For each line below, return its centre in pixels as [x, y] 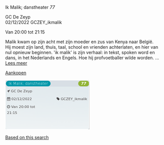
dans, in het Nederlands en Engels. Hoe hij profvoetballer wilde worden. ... [82, 58]
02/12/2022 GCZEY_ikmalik [33, 22]
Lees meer [16, 63]
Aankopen [16, 73]
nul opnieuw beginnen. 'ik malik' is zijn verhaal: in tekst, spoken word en [80, 52]
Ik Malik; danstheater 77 [30, 7]
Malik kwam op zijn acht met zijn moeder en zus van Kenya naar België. [79, 42]
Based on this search [27, 137]
